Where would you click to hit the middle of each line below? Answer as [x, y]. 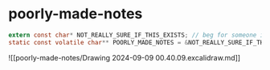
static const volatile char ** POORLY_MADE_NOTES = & [98, 42]
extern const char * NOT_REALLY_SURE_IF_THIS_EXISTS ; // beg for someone [133, 35]
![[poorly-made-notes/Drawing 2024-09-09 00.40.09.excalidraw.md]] [125, 57]
